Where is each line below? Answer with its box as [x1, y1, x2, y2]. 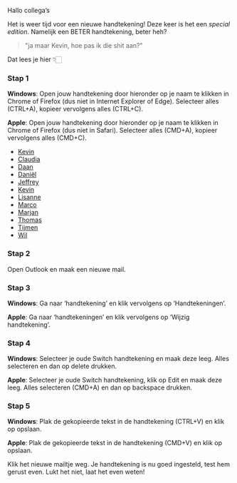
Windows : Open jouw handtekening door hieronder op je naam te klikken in [7, 89, 229, 98]
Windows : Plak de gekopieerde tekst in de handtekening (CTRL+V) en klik [7, 417, 225, 426]
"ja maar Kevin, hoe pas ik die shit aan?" [24, 41, 143, 49]
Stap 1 [7, 73, 29, 83]
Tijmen [17, 223, 38, 232]
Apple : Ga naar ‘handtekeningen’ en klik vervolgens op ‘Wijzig [7, 312, 190, 321]
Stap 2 [7, 249, 31, 259]
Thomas [17, 215, 43, 224]
